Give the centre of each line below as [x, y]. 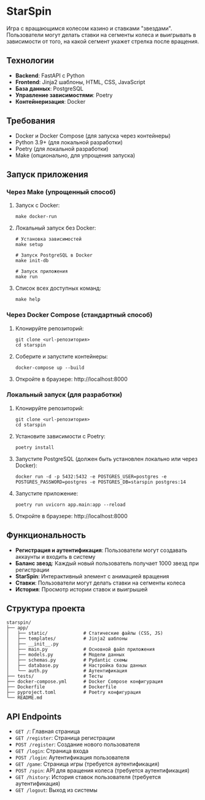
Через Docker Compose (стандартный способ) [79, 315]
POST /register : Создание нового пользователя [77, 745]
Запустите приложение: [47, 493]
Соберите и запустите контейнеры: [62, 356]
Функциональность [46, 535]
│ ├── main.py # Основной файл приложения [81, 650]
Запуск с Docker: [37, 205]
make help [28, 300]
